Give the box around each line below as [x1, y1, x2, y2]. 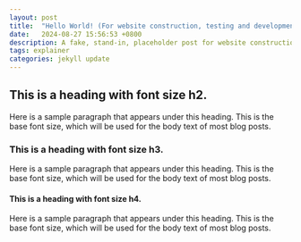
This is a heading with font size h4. [9, 193, 142, 204]
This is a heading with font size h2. [9, 88, 208, 103]
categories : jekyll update [9, 54, 110, 63]
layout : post [9, 13, 58, 22]
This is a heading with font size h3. [9, 143, 164, 155]
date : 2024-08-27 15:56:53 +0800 [9, 29, 142, 38]
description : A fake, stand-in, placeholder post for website [9, 38, 246, 47]
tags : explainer [9, 46, 70, 55]
